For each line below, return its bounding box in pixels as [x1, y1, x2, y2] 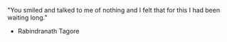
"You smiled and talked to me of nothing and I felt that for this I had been [7, 6, 221, 14]
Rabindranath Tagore [17, 27, 80, 35]
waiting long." [7, 13, 48, 22]
